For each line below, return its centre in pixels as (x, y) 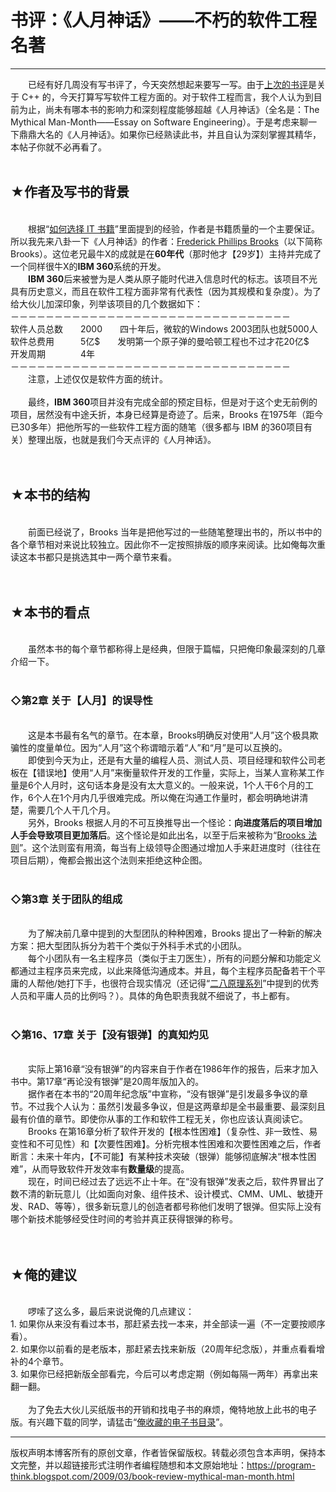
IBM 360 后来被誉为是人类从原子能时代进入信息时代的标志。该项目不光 (173, 278)
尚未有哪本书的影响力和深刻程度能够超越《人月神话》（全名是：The (182, 109)
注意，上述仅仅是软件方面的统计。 (97, 378)
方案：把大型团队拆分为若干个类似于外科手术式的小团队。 (128, 945)
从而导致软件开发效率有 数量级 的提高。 (110, 1169)
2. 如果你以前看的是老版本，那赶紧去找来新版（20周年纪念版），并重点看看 (163, 1349)
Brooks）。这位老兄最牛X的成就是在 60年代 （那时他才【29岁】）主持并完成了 (166, 253)
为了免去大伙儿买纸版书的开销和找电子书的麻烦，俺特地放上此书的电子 (172, 1410)
